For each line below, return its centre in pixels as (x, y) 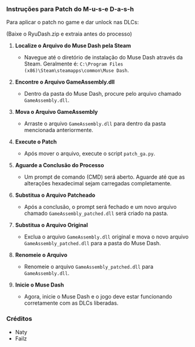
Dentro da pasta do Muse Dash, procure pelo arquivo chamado (103, 94)
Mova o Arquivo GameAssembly (56, 112)
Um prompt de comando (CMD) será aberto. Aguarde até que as (104, 177)
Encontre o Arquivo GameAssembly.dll (65, 82)
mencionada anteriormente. (59, 130)
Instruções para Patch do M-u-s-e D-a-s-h (70, 9)
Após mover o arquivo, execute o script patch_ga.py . (90, 154)
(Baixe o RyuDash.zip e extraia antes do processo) (69, 34)
